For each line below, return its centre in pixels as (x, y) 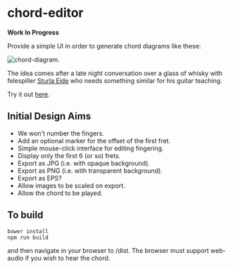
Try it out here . (29, 94)
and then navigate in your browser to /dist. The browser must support (108, 250)
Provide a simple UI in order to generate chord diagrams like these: (104, 46)
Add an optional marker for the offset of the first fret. (94, 140)
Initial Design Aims (49, 116)
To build (25, 215)
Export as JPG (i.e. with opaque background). (83, 163)
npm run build (28, 237)
